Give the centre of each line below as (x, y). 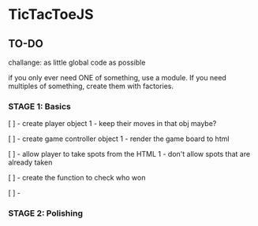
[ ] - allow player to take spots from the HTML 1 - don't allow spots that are (129, 154)
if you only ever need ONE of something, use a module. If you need (117, 78)
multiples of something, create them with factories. (91, 86)
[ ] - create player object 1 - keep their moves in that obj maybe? (112, 124)
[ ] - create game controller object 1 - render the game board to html (119, 139)
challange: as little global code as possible (77, 62)
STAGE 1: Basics (39, 106)
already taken (30, 162)
